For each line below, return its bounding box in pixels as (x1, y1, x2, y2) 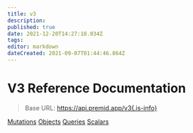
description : (7, 17, 46, 24)
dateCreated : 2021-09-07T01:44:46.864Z (7, 50, 126, 57)
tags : (7, 37, 23, 44)
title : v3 (7, 10, 37, 18)
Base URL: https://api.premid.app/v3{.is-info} (24, 103, 158, 112)
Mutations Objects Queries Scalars (7, 117, 109, 126)
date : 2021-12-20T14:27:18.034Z (7, 30, 103, 37)
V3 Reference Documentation (7, 81, 187, 96)
